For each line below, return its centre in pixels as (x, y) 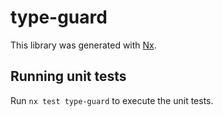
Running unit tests (68, 76)
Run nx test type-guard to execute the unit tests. (112, 100)
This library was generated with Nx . (83, 45)
